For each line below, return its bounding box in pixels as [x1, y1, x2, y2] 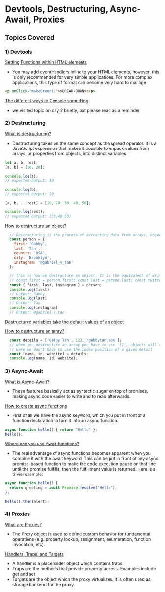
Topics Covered [5, 33, 55, 42]
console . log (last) [9, 296, 48, 301]
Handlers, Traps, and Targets [5, 551, 64, 557]
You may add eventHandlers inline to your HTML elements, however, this [12, 69, 160, 75]
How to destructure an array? [5, 328, 65, 334]
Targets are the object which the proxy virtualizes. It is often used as [12, 576, 151, 582]
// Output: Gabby [9, 292, 45, 296]
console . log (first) [9, 287, 50, 292]
